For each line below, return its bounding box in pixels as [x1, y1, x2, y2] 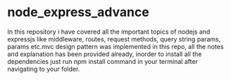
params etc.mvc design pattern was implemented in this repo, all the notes [7, 42, 224, 51]
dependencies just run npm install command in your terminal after [7, 57, 199, 65]
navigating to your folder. [7, 65, 80, 73]
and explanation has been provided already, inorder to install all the [7, 50, 202, 58]
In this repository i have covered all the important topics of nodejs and [7, 27, 211, 36]
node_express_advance [7, 4, 149, 20]
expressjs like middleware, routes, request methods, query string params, [7, 34, 221, 43]
